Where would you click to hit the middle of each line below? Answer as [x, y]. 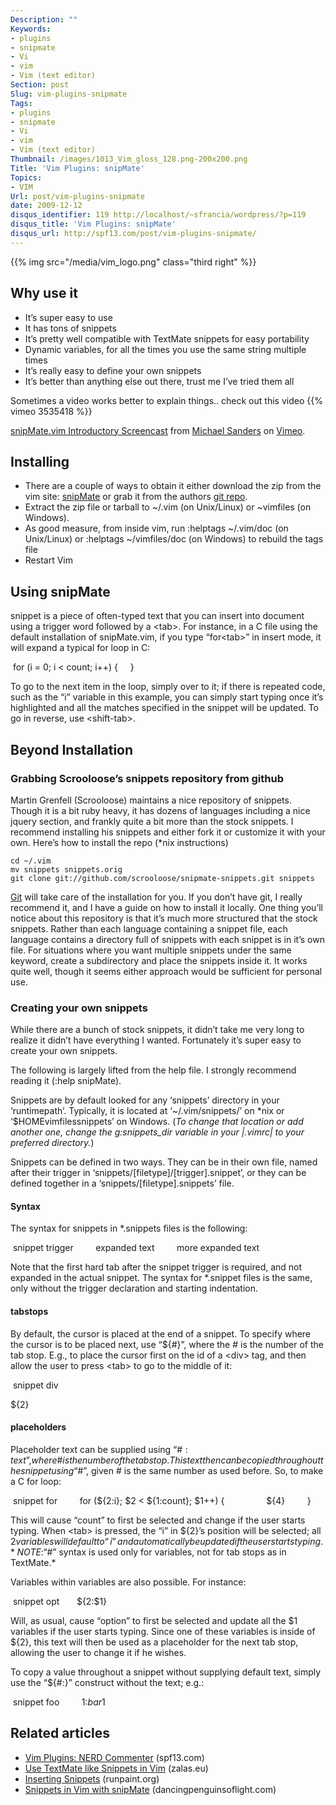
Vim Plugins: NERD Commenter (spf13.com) [114, 1757]
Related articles [60, 1733]
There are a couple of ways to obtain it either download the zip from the [173, 486]
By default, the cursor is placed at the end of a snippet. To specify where [161, 1333]
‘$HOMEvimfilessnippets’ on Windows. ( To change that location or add [157, 1122]
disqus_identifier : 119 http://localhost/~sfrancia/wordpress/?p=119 [158, 215]
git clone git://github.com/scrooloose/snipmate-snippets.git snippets [162, 878]
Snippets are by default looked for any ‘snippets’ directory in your [145, 1100]
